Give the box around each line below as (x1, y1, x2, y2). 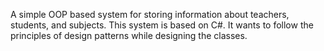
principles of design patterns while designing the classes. (10, 30, 248, 41)
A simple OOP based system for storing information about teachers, (10, 9, 290, 20)
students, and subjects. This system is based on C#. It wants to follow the (10, 19, 314, 31)
